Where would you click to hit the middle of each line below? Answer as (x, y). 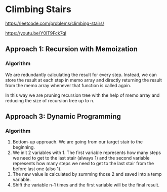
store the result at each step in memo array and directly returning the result (83, 80)
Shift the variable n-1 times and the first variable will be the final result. (86, 185)
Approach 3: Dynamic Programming (63, 117)
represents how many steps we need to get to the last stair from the (83, 164)
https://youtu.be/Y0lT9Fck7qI (36, 33)
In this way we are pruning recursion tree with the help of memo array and (82, 95)
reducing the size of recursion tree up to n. (50, 100)
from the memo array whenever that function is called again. (68, 85)
